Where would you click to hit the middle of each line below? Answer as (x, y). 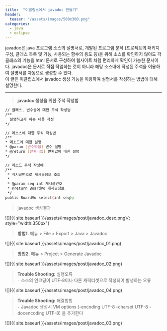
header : (13, 14)
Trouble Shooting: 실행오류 (45, 274)
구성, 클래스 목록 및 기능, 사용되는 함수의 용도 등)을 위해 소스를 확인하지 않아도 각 (83, 54)
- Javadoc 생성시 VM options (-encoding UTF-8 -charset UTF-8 (83, 307)
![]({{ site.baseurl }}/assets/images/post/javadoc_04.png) (64, 290)
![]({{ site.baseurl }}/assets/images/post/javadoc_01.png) (63, 243)
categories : (17, 24)
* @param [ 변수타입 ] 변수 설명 (33, 147)
